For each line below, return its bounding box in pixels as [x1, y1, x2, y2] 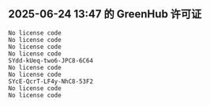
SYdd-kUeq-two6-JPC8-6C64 [8, 56, 93, 65]
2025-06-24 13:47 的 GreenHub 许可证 [8, 7, 202, 21]
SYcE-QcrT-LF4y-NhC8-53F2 [8, 78, 93, 85]
